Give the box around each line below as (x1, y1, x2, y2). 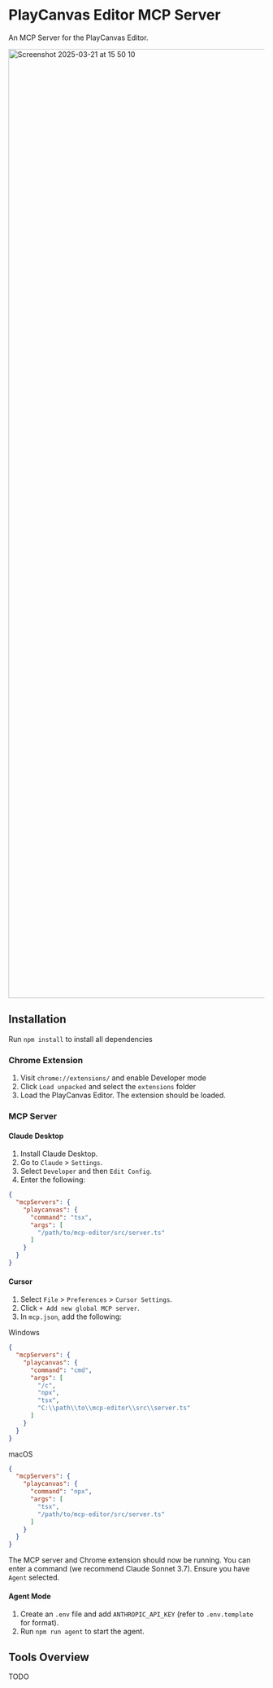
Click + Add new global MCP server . (19, 1303, 140, 1313)
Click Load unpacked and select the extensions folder (19, 1082, 197, 1092)
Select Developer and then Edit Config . (19, 1167, 153, 1176)
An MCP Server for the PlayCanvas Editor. (8, 33, 149, 42)
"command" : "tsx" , (29, 1213, 93, 1221)
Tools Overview (8, 1650, 89, 1664)
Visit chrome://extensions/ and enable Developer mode (19, 1073, 207, 1083)
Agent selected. (8, 1572, 60, 1582)
